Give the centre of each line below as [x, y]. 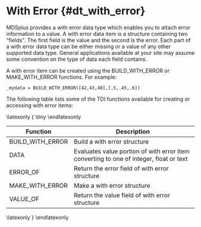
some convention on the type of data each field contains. [77, 59]
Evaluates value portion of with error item [132, 151]
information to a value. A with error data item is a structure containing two [97, 33]
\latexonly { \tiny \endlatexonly [44, 117]
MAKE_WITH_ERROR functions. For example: [62, 77]
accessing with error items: [40, 105]
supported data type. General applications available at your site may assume [100, 52]
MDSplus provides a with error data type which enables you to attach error [98, 27]
